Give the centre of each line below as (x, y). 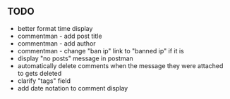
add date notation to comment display (73, 88)
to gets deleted (40, 73)
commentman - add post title (60, 36)
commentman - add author (57, 43)
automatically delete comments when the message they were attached (120, 65)
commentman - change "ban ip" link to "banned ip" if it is (101, 51)
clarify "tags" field (44, 81)
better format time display (55, 28)
